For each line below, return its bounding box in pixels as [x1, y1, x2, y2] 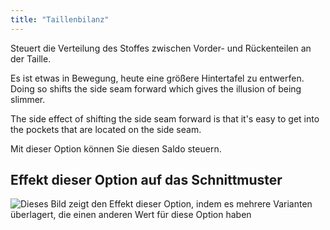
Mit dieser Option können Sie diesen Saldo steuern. [10, 142, 222, 155]
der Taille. [10, 52, 52, 65]
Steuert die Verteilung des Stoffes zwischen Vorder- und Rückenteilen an [10, 42, 312, 54]
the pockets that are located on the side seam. [10, 123, 202, 135]
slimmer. [10, 93, 46, 105]
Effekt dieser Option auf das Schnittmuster [10, 172, 283, 189]
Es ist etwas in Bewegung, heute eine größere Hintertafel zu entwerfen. [10, 72, 305, 84]
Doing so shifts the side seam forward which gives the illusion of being [10, 82, 302, 95]
